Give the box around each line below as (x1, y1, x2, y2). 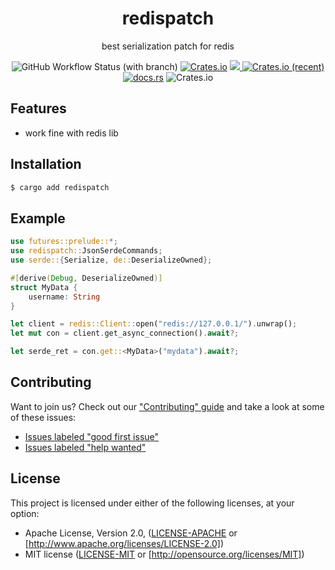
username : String (28, 292, 101, 302)
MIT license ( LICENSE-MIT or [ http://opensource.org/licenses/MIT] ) (24, 548, 305, 560)
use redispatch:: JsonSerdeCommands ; (10, 246, 163, 256)
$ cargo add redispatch (10, 182, 110, 192)
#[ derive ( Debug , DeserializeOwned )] (10, 273, 163, 283)
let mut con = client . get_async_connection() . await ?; (10, 328, 240, 339)
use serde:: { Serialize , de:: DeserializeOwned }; (10, 255, 213, 265)
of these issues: (10, 411, 77, 423)
